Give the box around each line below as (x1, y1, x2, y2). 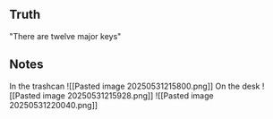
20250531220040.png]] (9, 99, 98, 110)
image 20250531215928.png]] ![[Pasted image (42, 89, 214, 101)
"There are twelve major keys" (9, 30, 122, 41)
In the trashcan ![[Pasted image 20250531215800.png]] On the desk (9, 81, 260, 91)
